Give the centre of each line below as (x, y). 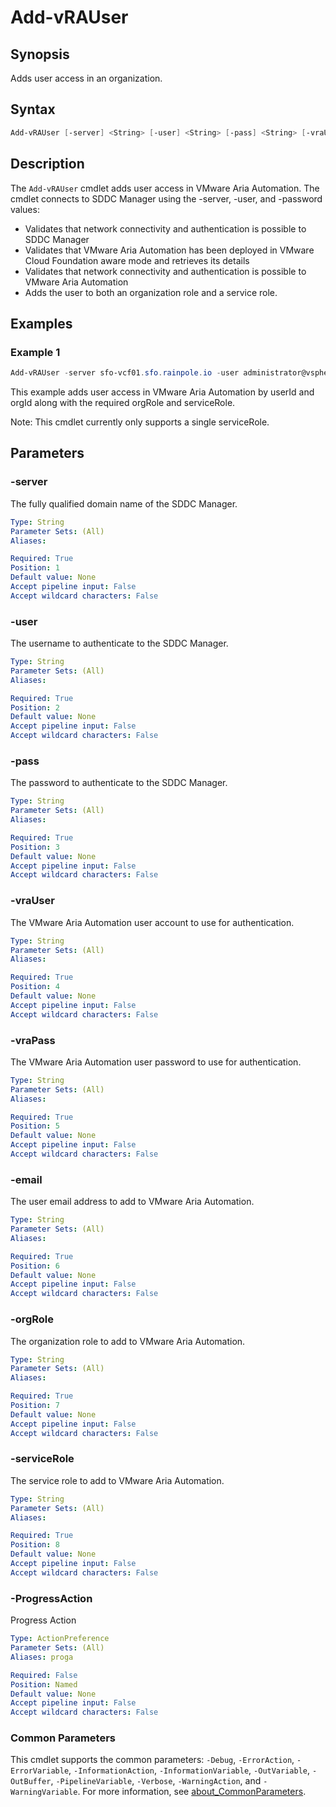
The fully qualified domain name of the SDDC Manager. (124, 503)
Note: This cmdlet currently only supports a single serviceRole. (140, 422)
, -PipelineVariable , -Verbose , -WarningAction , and (156, 1781)
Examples (41, 323)
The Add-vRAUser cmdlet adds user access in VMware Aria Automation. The (165, 188)
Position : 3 (35, 847)
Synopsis (40, 54)
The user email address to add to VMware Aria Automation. (132, 1202)
